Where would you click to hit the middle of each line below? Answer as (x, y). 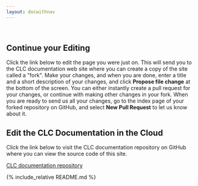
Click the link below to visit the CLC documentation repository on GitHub (96, 147)
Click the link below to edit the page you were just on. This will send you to (99, 63)
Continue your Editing (48, 48)
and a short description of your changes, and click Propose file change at (98, 82)
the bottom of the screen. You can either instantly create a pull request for (98, 88)
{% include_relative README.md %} (51, 177)
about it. (17, 114)
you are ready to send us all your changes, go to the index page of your (95, 101)
